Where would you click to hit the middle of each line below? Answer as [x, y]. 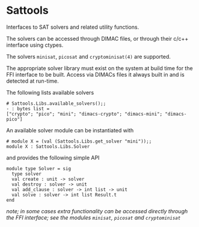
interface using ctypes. [35, 45]
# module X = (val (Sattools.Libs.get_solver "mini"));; [79, 141]
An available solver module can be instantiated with [70, 130]
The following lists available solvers [50, 92]
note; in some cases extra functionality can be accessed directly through [97, 211]
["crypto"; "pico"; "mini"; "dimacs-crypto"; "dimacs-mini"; [84, 114]
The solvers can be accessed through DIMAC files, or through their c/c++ [97, 38]
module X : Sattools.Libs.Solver [48, 146]
